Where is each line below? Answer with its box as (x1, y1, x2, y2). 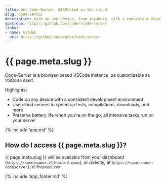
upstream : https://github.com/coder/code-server (5, 21, 107, 26)
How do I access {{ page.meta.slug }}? (5, 141, 127, 150)
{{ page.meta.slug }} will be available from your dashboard (5, 154, 124, 160)
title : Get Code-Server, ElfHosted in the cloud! (5, 7, 110, 12)
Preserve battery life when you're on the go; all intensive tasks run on (12, 112, 154, 118)
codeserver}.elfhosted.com (5, 164, 61, 170)
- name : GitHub (5, 30, 37, 35)
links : (5, 26, 19, 31)
